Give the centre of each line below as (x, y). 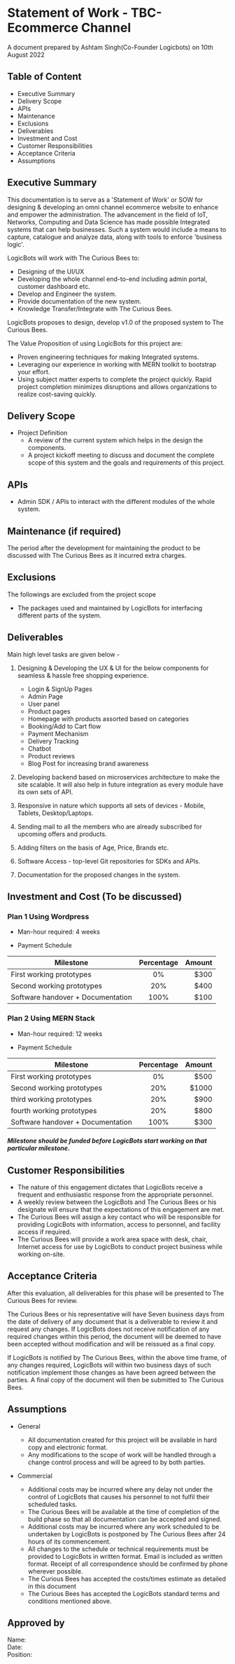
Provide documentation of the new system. (79, 301)
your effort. (34, 371)
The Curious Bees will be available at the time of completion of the (123, 1511)
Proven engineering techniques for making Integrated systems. (108, 357)
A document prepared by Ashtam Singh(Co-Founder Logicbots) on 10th (110, 47)
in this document (52, 1586)
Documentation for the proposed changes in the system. (99, 875)
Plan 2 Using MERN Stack (51, 1018)
